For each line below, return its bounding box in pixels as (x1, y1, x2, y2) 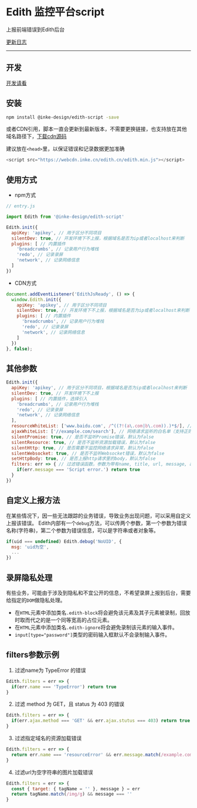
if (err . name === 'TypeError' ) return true (11, 684, 117, 690)
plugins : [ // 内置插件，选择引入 (11, 396, 88, 402)
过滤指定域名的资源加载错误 (14, 735, 82, 742)
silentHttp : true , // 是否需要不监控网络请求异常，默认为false (11, 445, 154, 451)
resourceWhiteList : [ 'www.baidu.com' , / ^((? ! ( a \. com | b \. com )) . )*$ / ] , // (11, 423, 193, 429)
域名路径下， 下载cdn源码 (6, 133, 67, 140)
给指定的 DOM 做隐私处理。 (6, 597, 66, 604)
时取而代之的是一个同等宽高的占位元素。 (14, 616, 113, 623)
